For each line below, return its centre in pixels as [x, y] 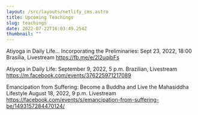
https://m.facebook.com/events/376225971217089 [69, 75]
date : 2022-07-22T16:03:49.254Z [46, 28]
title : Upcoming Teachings [40, 17]
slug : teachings [26, 23]
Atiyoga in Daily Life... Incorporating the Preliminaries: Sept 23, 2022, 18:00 [99, 51]
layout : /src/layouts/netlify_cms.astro [58, 12]
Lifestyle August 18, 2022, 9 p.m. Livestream [61, 93]
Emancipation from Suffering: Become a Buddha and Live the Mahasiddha [97, 87]
